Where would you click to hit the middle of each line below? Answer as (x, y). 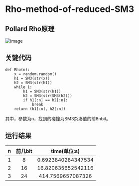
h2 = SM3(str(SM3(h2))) (48, 95)
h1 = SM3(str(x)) (32, 78)
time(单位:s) (65, 151)
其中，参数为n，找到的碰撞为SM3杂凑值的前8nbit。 (58, 118)
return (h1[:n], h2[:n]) (40, 109)
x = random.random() (35, 74)
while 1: (23, 87)
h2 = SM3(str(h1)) (33, 83)
